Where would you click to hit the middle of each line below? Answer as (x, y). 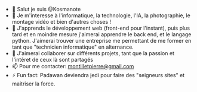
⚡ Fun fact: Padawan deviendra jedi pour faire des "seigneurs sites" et (98, 75)
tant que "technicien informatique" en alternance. (73, 47)
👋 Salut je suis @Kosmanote (46, 9)
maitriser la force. (33, 84)
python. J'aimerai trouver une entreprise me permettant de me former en (101, 41)
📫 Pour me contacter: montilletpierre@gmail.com (73, 66)
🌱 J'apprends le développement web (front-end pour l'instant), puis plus (101, 28)
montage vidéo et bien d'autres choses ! (61, 22)
